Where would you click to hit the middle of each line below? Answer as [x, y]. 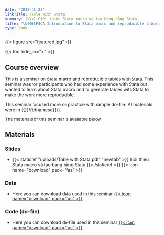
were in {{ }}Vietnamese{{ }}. [33, 110]
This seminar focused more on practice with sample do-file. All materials [79, 104]
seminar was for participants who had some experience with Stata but [76, 84]
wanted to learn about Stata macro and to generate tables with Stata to [77, 89]
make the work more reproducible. [40, 95]
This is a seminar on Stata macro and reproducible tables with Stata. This [79, 79]
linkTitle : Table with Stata [35, 14]
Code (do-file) [22, 211]
